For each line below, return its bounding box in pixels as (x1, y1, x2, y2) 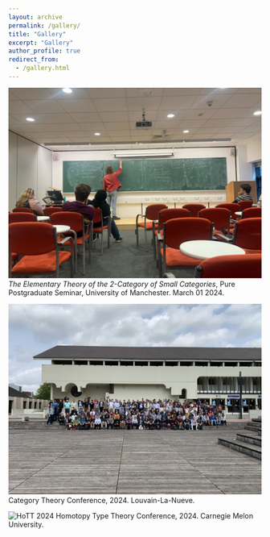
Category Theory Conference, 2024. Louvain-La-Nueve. (8, 495, 195, 505)
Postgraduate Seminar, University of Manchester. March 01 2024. (8, 287, 225, 298)
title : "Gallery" (8, 30, 67, 38)
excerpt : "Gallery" (8, 39, 74, 47)
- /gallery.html (15, 65, 70, 73)
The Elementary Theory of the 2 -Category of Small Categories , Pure (8, 279, 235, 289)
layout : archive (8, 13, 63, 21)
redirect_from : (8, 56, 59, 64)
